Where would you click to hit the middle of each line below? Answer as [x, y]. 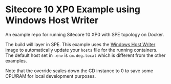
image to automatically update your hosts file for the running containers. [81, 50]
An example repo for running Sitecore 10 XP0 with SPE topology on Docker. [85, 34]
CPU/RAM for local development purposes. [51, 76]
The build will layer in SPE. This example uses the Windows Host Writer [80, 44]
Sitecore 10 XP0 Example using [73, 9]
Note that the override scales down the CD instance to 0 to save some [79, 71]
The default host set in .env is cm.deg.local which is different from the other [85, 55]
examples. [16, 60]
